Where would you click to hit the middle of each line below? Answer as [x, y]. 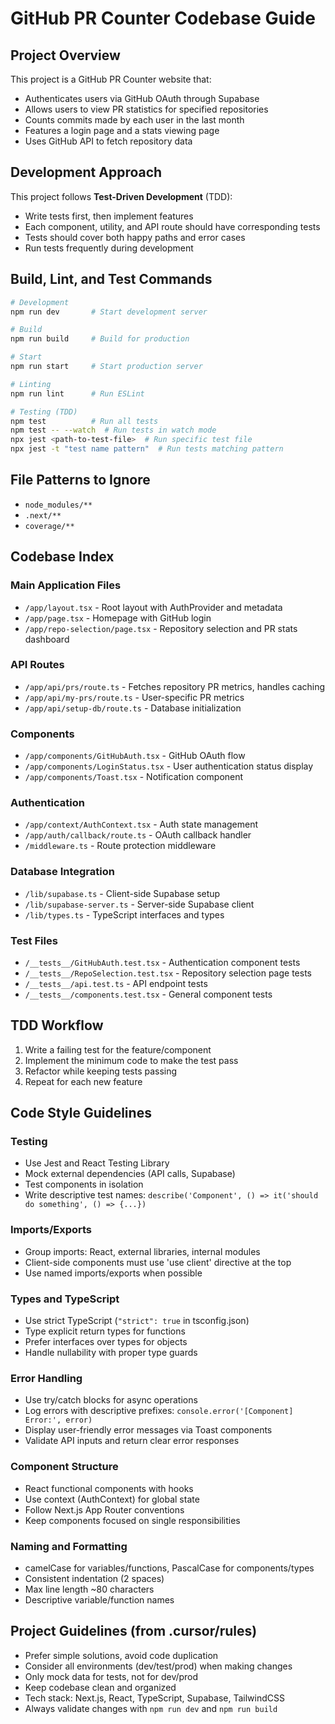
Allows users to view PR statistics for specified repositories [146, 109]
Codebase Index [62, 557]
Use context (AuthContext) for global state [112, 1499]
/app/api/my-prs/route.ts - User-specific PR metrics [134, 697]
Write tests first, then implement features [109, 216]
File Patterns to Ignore [80, 480]
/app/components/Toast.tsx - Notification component [134, 777]
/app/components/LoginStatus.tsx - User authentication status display [169, 766]
